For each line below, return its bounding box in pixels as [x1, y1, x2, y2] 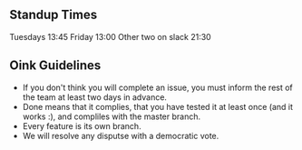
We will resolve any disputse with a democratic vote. [22, 130, 219, 141]
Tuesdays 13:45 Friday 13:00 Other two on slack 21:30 [9, 31, 211, 42]
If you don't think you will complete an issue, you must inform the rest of [22, 82, 293, 93]
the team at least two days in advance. [22, 91, 168, 103]
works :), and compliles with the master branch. [22, 111, 201, 122]
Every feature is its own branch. [22, 120, 142, 131]
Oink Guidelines [9, 58, 102, 74]
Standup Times [9, 7, 98, 23]
